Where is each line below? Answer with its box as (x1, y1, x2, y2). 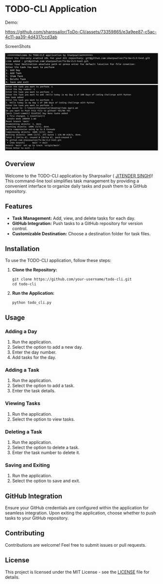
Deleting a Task (5, 428, 42, 435)
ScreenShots (5, 43, 31, 49)
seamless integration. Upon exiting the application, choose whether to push (5, 510, 156, 516)
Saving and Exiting (5, 462, 50, 469)
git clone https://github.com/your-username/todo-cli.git (12, 277, 132, 282)
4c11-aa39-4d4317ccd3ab (5, 34, 57, 40)
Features (5, 202, 33, 211)
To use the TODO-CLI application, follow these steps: (5, 258, 112, 263)
